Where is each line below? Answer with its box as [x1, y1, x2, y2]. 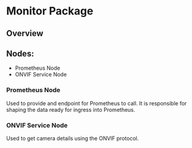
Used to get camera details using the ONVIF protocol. [6, 134, 139, 142]
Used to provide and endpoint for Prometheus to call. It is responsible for [6, 99, 187, 106]
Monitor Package [6, 4, 93, 18]
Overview [6, 28, 44, 39]
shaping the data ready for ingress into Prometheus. [6, 106, 135, 113]
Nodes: [6, 48, 34, 58]
